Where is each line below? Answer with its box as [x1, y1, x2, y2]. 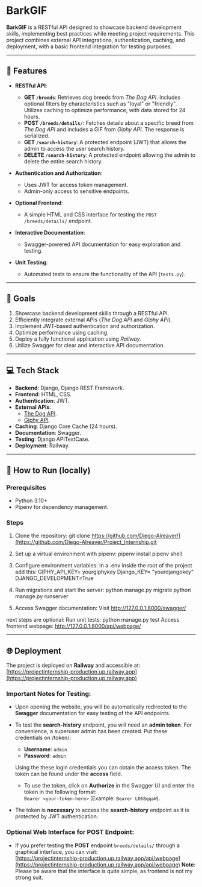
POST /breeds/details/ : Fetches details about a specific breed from [23, 119, 194, 127]
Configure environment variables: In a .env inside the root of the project [14, 562, 192, 569]
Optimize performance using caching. [14, 329, 109, 336]
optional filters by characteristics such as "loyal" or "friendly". [23, 100, 177, 107]
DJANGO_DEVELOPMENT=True [14, 575, 94, 582]
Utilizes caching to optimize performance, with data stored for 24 [23, 106, 186, 113]
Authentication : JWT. [14, 397, 70, 405]
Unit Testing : [14, 259, 48, 266]
